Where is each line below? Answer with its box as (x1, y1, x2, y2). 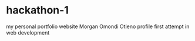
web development (6, 29, 50, 36)
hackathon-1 (6, 4, 69, 17)
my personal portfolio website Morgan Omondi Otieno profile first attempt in (6, 23, 190, 30)
